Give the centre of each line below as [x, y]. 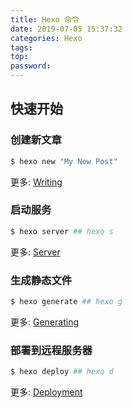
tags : [21, 47]
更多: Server [35, 252]
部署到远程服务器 [51, 350]
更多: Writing [36, 182]
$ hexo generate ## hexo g [66, 302]
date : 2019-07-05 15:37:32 [66, 29]
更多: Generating [44, 322]
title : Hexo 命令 [45, 19]
